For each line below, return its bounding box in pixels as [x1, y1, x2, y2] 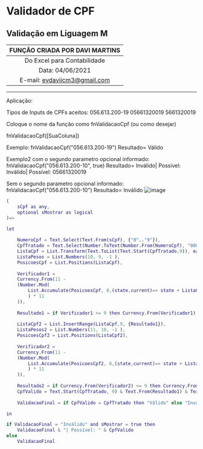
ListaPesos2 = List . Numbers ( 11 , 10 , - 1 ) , [17, 327, 126, 333]
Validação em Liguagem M [6, 28, 108, 39]
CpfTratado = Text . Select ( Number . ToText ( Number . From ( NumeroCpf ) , [17, 243, 185, 249]
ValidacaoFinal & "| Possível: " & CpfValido [17, 427, 134, 433]
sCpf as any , [17, 203, 50, 209]
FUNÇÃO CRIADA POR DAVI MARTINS [9, 46, 121, 54]
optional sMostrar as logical [17, 209, 94, 215]
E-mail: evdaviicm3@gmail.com [19, 76, 111, 84]
